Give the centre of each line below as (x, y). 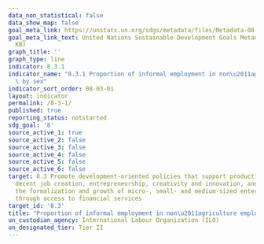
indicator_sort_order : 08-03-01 (61, 89)
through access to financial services (79, 198)
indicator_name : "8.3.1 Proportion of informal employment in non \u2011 (130, 74)
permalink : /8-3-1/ (40, 103)
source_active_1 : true (45, 132)
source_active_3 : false (47, 147)
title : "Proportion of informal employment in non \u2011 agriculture (123, 213)
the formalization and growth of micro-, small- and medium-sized (126, 191)
